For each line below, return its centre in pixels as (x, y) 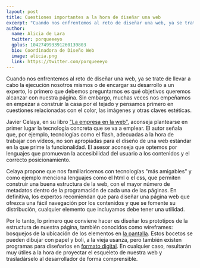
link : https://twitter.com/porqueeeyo (60, 61)
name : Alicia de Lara (38, 34)
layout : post (22, 12)
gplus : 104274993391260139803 (49, 45)
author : (16, 28)
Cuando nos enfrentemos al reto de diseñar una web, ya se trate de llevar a (99, 79)
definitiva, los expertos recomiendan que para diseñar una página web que (98, 197)
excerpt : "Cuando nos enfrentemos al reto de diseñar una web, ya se (94, 23)
